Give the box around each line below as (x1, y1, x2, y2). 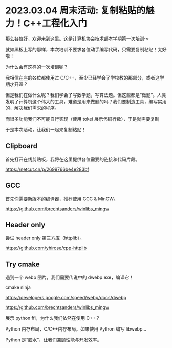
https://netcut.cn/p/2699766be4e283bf (5, 166, 90, 172)
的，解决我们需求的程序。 (5, 105, 59, 111)
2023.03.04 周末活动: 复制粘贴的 (5, 5, 146, 16)
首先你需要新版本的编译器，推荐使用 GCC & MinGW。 (5, 196, 119, 202)
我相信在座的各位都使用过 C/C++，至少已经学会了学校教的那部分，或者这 (5, 74, 160, 81)
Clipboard (5, 142, 37, 150)
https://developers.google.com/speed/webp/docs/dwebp (5, 295, 127, 301)
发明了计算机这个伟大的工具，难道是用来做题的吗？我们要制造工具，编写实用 (5, 98, 167, 104)
